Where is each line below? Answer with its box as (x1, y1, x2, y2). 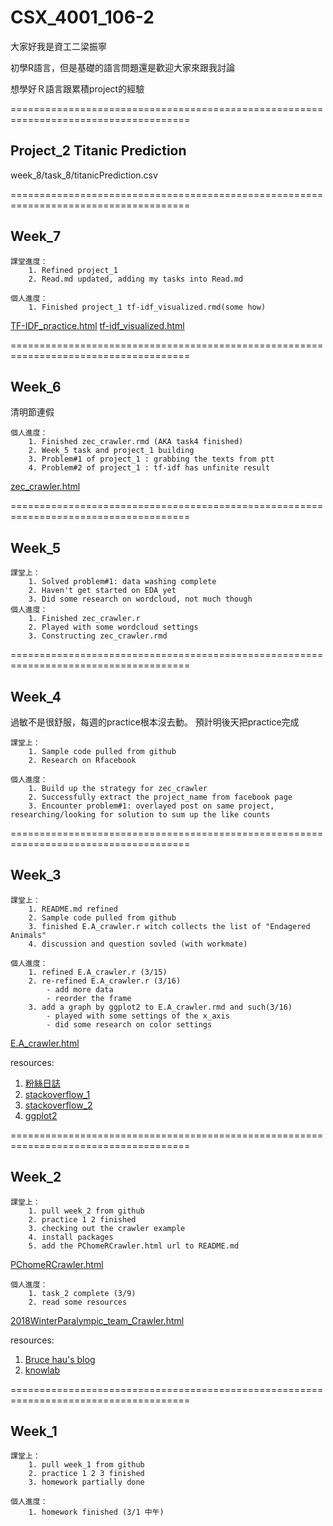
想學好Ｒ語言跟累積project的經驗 (10, 82, 145, 95)
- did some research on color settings (46, 1019, 213, 1030)
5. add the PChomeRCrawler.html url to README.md (28, 1241, 240, 1251)
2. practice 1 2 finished (28, 1214, 137, 1225)
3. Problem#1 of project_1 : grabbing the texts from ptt (28, 454, 275, 465)
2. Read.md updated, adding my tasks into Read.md (28, 274, 244, 284)
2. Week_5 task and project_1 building (28, 446, 195, 456)
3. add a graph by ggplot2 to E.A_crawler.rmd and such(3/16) (28, 1002, 293, 1012)
